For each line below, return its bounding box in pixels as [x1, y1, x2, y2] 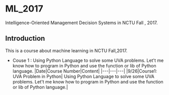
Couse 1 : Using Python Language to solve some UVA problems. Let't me [12, 57, 164, 63]
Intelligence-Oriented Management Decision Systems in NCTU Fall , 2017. [5, 20, 158, 26]
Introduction [5, 34, 45, 43]
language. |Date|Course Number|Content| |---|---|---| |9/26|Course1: [12, 68, 157, 74]
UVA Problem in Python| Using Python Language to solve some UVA [12, 73, 155, 79]
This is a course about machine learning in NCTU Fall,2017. [5, 47, 128, 53]
